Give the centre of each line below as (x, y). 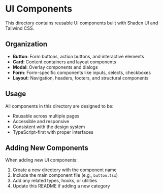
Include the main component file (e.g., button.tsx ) (65, 175)
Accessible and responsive (41, 121)
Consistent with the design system (49, 127)
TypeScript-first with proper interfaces (53, 132)
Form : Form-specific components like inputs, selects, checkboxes (82, 72)
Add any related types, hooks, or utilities (55, 181)
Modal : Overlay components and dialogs (55, 67)
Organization (26, 44)
